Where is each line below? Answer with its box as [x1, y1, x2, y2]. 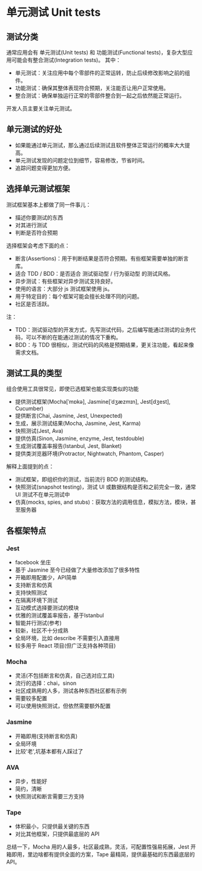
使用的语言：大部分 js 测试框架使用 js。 [15, 285, 113, 292]
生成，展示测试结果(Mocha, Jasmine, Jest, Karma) [15, 419, 141, 427]
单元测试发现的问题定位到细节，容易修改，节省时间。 [15, 156, 148, 164]
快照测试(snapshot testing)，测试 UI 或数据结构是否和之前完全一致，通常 [15, 483, 197, 491]
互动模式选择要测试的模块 [15, 604, 79, 612]
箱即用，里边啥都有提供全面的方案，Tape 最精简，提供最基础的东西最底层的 [6, 851, 195, 858]
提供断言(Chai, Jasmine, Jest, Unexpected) [15, 412, 123, 419]
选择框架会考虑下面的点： [6, 242, 70, 249]
